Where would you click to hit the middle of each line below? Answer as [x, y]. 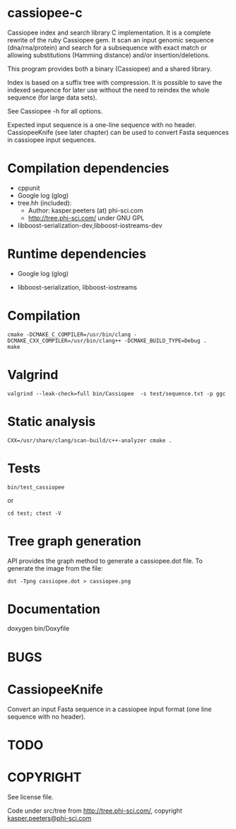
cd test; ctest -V [34, 513]
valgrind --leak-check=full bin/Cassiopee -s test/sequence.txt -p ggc [117, 393]
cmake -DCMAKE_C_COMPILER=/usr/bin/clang [69, 334]
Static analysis [52, 421]
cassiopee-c [45, 13]
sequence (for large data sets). [52, 97]
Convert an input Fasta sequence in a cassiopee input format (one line [110, 709]
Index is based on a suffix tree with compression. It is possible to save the [115, 82]
